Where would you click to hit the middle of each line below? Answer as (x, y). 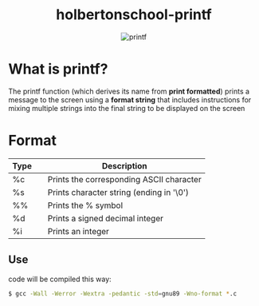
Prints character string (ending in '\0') (118, 192)
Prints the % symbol (85, 205)
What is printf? (58, 69)
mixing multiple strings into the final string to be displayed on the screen (127, 108)
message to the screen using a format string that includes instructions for (130, 99)
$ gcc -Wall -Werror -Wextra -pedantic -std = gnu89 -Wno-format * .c (123, 293)
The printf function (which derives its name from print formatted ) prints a (129, 91)
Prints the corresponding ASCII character (124, 179)
